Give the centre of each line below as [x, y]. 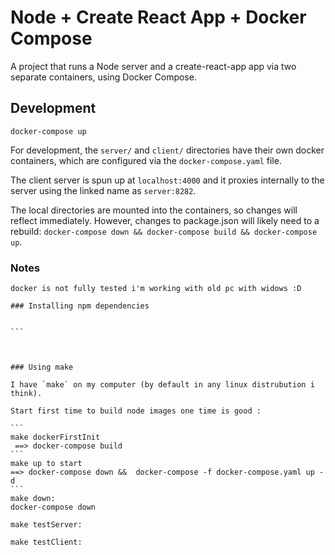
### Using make [42, 367]
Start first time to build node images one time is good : [136, 411]
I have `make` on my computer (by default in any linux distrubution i [162, 385]
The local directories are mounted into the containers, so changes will [154, 210]
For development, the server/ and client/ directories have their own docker [167, 150]
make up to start [46, 464]
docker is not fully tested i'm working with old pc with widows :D [156, 289]
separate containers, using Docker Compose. [103, 77]
